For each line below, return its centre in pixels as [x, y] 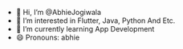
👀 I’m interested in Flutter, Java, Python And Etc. [96, 21]
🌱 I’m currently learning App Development [85, 29]
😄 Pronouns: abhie [48, 37]
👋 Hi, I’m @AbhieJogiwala [59, 12]
